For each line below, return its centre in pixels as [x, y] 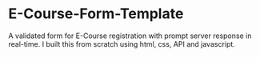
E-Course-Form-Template [96, 14]
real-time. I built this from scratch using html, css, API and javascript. [122, 44]
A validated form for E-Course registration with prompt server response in [130, 36]
